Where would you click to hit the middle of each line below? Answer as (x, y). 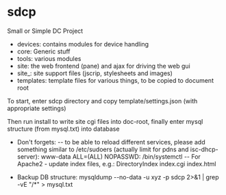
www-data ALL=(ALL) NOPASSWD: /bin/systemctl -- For (121, 156)
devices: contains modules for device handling (83, 44)
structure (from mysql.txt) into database (63, 129)
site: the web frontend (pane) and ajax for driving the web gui (103, 66)
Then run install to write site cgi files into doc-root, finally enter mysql (105, 121)
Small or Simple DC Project (45, 31)
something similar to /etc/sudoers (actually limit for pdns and (103, 149)
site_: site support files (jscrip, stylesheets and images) (95, 73)
